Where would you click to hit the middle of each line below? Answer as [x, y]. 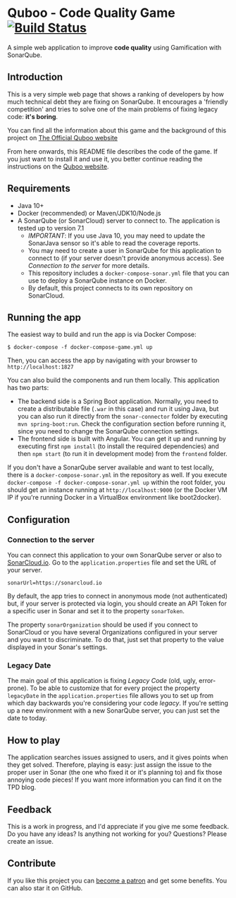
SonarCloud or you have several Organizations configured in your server [112, 632]
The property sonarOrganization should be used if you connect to [103, 625]
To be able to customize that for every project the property [115, 688]
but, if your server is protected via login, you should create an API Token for [117, 603]
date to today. [27, 718]
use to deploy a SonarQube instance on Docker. [97, 281]
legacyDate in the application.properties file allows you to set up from [110, 696]
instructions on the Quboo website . [58, 166]
